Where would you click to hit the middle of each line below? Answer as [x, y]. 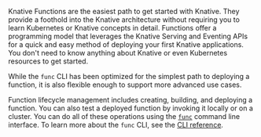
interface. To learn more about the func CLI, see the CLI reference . [116, 125]
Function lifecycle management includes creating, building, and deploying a [130, 100]
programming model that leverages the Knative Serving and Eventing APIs [128, 36]
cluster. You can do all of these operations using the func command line [124, 116]
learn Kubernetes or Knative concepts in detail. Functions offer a [112, 28]
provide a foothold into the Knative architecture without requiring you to [124, 20]
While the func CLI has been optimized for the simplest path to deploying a [129, 76]
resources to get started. [48, 61]
